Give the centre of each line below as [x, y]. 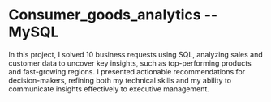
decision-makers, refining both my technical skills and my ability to [120, 80]
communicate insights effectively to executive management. [109, 89]
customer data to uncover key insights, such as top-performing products [130, 63]
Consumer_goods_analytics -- [113, 15]
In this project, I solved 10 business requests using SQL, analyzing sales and [135, 54]
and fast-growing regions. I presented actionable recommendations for [127, 71]
